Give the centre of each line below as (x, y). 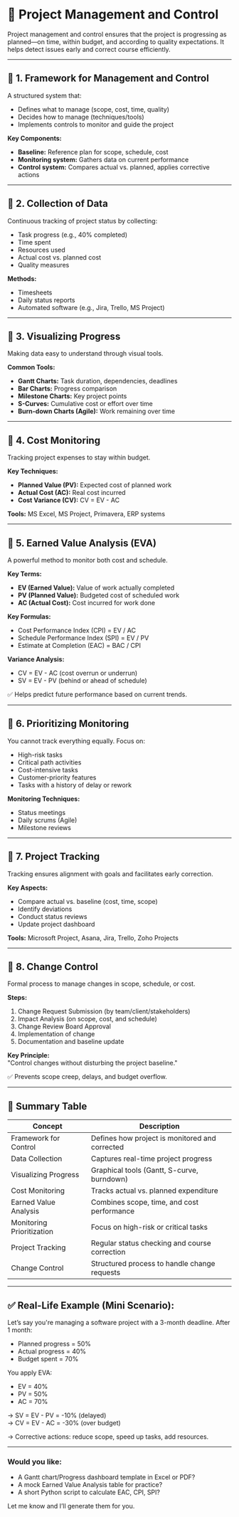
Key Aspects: (28, 888)
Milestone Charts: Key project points (72, 396)
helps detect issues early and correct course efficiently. (89, 49)
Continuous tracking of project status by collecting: (83, 220)
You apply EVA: (30, 1373)
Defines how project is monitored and (154, 1139)
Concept (47, 1127)
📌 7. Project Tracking (54, 857)
